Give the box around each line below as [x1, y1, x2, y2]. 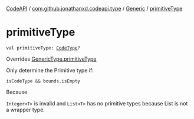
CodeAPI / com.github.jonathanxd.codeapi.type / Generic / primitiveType [6, 5, 183, 12]
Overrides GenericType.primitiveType [6, 55, 97, 62]
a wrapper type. [6, 106, 45, 113]
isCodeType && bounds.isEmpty [6, 78, 81, 84]
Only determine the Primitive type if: [6, 67, 94, 74]
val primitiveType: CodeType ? [6, 45, 81, 51]
